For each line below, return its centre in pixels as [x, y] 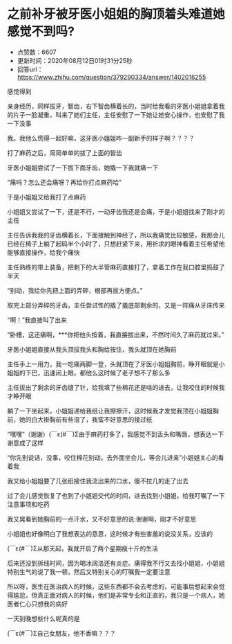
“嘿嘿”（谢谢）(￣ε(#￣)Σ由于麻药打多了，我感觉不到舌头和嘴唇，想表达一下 [116, 434]
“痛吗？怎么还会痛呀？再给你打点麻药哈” [65, 182]
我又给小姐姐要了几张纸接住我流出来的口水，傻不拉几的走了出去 [98, 481]
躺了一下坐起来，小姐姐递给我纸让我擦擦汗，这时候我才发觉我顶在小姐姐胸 [113, 411]
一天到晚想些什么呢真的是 [43, 618]
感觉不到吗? [41, 32]
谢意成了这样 [25, 442]
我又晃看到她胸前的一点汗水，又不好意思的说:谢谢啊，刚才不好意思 [102, 519]
